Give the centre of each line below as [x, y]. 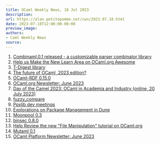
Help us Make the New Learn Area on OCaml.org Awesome [74, 62]
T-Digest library [29, 67]
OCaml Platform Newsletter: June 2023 [53, 136]
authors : [15, 33]
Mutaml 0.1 [24, 131]
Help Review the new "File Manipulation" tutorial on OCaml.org [77, 125]
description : [19, 14]
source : [14, 42]
